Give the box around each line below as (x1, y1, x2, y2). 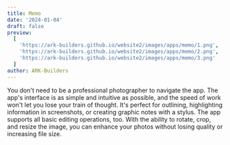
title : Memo (7, 10, 41, 17)
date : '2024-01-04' (7, 16, 63, 23)
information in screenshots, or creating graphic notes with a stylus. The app (7, 107, 221, 116)
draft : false (7, 23, 44, 29)
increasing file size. (7, 129, 62, 137)
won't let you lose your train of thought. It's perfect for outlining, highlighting (7, 101, 223, 109)
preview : (7, 29, 32, 36)
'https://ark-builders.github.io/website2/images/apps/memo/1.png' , (19, 42, 219, 49)
